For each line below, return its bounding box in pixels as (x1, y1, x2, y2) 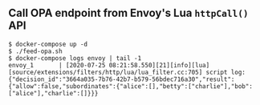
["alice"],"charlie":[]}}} (8, 89, 99, 97)
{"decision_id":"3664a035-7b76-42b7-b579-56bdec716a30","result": (8, 75, 235, 83)
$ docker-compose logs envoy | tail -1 (8, 54, 142, 63)
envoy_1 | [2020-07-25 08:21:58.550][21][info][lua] (8, 61, 210, 69)
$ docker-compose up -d (8, 40, 88, 48)
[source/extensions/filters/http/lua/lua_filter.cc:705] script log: (8, 68, 246, 76)
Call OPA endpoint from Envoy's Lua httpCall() (8, 6, 249, 20)
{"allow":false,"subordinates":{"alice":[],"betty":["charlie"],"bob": (8, 82, 253, 91)
